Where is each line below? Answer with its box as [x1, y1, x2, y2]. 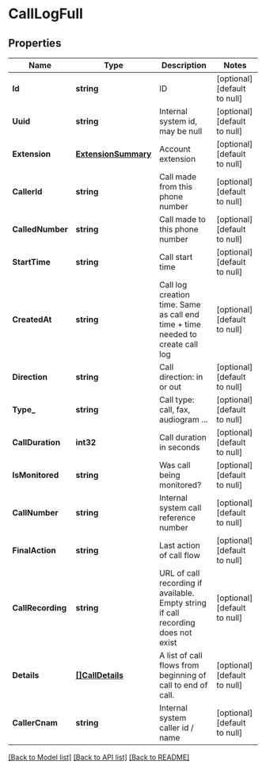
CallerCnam [12, 717, 58, 728]
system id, [159, 116, 198, 127]
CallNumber [12, 507, 59, 518]
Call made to [159, 214, 206, 224]
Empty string [159, 598, 207, 608]
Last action [159, 540, 200, 551]
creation [159, 289, 190, 300]
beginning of [159, 670, 207, 680]
